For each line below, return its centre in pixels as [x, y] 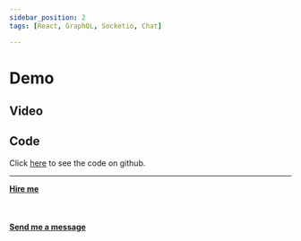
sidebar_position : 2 [48, 17]
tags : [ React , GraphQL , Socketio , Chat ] [86, 26]
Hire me [24, 188]
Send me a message [48, 227]
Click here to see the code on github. [77, 163]
